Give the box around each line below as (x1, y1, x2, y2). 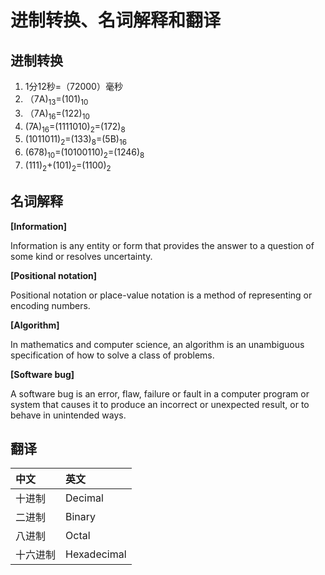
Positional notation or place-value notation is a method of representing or (10, 289, 313, 301)
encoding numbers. (10, 299, 91, 311)
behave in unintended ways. (10, 409, 127, 421)
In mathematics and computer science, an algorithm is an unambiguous (10, 338, 305, 350)
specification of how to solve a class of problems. (10, 349, 215, 361)
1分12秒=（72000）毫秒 (24, 81, 123, 92)
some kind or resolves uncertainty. (10, 250, 153, 262)
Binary (65, 510, 97, 524)
